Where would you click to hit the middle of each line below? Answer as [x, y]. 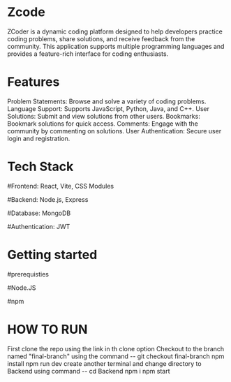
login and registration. [39, 138]
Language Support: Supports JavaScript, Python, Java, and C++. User [108, 108]
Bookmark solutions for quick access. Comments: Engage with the [103, 124]
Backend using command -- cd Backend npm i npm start [89, 371]
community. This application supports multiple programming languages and [116, 46]
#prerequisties [28, 274]
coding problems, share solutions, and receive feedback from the [101, 38]
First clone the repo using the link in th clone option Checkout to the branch [116, 348]
